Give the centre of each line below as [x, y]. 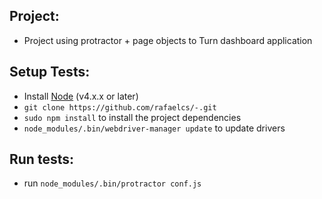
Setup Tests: [50, 72]
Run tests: [41, 159]
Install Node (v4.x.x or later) [81, 96]
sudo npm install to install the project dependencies [132, 117]
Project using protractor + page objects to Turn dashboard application [168, 40]
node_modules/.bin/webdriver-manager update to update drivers [154, 128]
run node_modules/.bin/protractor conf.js [112, 183]
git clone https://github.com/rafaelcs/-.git [120, 107]
